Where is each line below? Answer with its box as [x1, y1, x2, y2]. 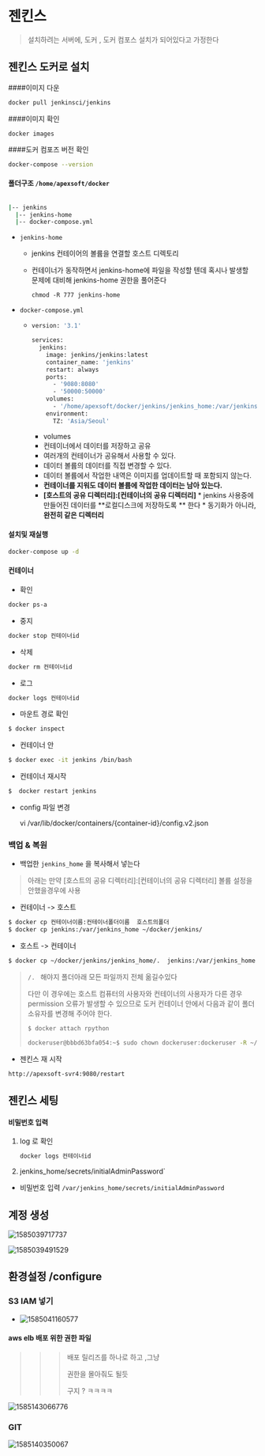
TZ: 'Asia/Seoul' [52, 417, 110, 425]
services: [31, 336, 65, 344]
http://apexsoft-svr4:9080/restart [8, 1070, 125, 1078]
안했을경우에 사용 [27, 885, 81, 895]
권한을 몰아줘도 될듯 [66, 1369, 129, 1378]
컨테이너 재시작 [19, 772, 67, 781]
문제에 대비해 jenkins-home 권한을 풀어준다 [31, 275, 167, 285]
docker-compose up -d [8, 548, 80, 555]
